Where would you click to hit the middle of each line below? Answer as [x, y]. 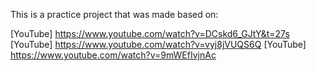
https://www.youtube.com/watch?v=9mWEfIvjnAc [113, 55]
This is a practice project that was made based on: [114, 14]
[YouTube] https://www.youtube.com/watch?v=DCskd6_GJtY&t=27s [150, 33]
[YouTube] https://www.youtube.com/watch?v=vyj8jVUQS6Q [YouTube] [158, 44]
